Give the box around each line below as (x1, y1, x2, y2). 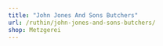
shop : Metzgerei (8, 26, 61, 34)
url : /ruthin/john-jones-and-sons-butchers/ (8, 19, 156, 27)
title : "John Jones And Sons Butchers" (8, 11, 139, 19)
